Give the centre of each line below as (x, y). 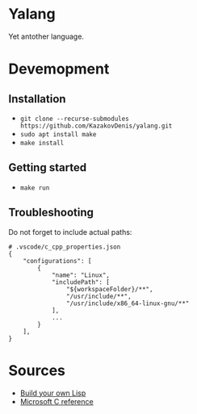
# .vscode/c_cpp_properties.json (65, 247)
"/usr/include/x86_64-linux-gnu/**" (128, 303)
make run (35, 188)
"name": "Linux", (81, 275)
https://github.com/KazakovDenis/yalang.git (96, 126)
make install (42, 143)
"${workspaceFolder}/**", (109, 289)
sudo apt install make (58, 134)
